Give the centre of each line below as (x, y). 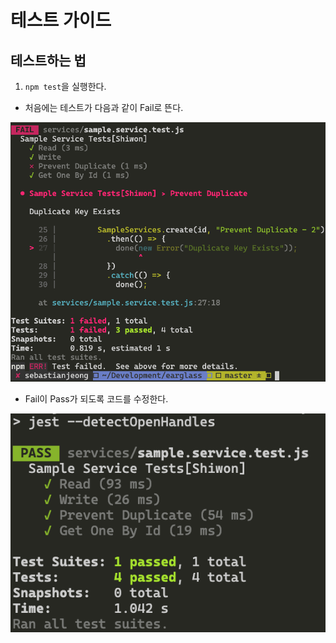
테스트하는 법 (48, 60)
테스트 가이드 (61, 20)
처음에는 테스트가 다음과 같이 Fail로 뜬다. (104, 107)
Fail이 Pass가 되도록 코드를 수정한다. (96, 398)
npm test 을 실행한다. (65, 86)
